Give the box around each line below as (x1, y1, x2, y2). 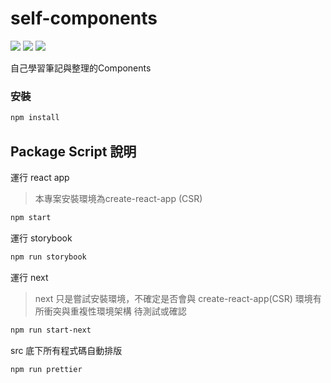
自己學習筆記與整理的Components (10, 62, 152, 74)
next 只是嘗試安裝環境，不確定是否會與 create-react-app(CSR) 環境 (34, 292, 313, 304)
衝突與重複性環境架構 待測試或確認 (43, 305, 187, 317)
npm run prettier (10, 364, 83, 374)
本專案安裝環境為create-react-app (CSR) (34, 192, 203, 204)
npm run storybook (10, 252, 87, 262)
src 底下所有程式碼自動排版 (10, 344, 123, 356)
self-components (10, 7, 158, 30)
